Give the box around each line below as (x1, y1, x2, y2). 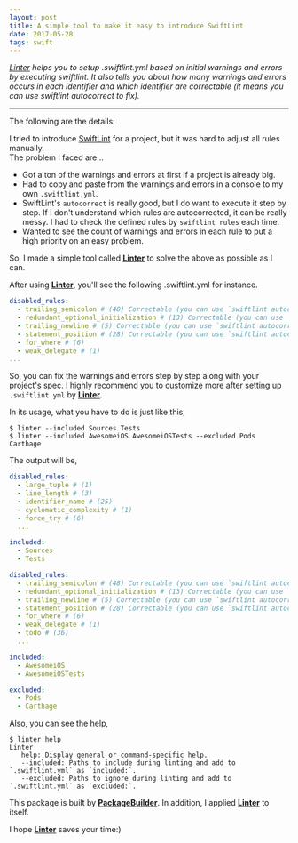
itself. (9, 807, 29, 818)
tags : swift (9, 37, 53, 47)
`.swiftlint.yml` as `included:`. (9, 767, 137, 775)
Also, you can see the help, (9, 718, 109, 729)
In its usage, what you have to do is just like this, (9, 406, 186, 418)
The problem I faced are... (9, 152, 105, 163)
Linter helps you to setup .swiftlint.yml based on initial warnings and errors (9, 62, 283, 73)
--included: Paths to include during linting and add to (20, 759, 237, 767)
